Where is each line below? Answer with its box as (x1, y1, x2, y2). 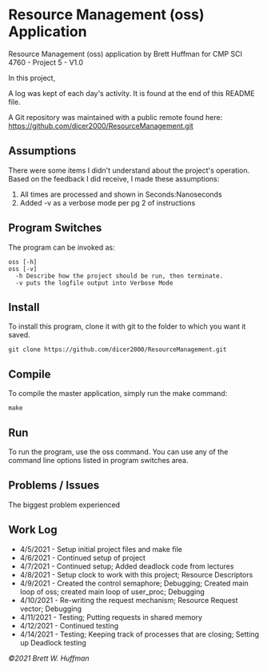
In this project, (8, 73, 56, 82)
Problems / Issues (8, 478, 100, 493)
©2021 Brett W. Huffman (8, 653, 90, 663)
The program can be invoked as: (8, 242, 115, 252)
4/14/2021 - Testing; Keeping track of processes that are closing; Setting (19, 629, 260, 639)
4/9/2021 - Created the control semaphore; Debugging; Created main (19, 578, 249, 588)
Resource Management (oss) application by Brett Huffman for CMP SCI (8, 49, 242, 58)
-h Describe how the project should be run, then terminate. (15, 272, 224, 280)
